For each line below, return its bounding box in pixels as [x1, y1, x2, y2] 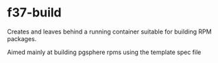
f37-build [7, 5, 62, 21]
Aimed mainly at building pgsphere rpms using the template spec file [7, 48, 202, 56]
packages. [7, 34, 37, 42]
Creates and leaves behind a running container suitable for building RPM [7, 27, 212, 36]
